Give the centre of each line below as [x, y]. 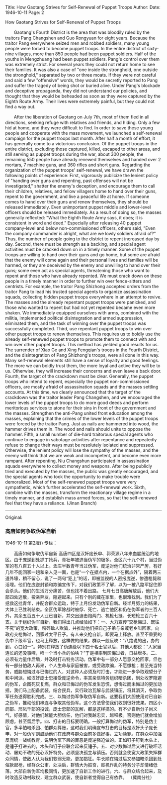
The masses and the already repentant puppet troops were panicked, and [81, 302]
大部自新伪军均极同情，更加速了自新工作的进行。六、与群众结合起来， [85, 771]
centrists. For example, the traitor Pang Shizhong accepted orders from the [82, 286]
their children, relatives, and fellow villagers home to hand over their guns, [81, 191]
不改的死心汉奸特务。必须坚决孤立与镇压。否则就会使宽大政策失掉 [90, 753]
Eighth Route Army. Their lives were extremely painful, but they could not [80, 101]
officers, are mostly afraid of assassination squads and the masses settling [82, 387]
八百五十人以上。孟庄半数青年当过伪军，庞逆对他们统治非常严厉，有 [88, 566]
